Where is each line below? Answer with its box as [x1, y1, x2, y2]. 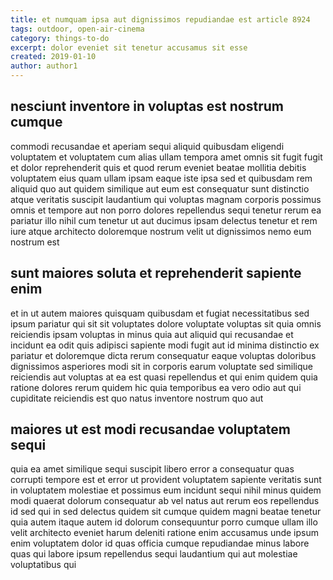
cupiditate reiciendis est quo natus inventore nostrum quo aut [10, 392, 264, 404]
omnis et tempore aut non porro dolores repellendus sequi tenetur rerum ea [10, 204, 322, 216]
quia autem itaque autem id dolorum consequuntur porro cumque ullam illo [10, 516, 318, 528]
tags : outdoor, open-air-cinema [10, 24, 145, 34]
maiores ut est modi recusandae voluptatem [10, 421, 291, 438]
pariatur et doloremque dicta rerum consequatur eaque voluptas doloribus [10, 349, 317, 361]
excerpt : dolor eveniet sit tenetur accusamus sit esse [10, 42, 248, 53]
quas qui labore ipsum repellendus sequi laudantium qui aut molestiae [10, 548, 298, 560]
